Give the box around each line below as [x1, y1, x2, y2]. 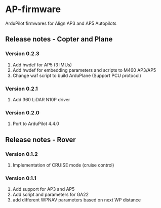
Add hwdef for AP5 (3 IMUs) [12, 62, 72, 68]
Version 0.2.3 [5, 50, 39, 57]
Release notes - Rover [5, 135, 76, 144]
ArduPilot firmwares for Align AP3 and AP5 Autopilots [5, 20, 116, 26]
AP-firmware [5, 4, 61, 15]
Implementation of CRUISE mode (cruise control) [12, 162, 114, 168]
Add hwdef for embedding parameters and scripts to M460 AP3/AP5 [12, 67, 156, 73]
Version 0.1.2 [5, 150, 38, 157]
